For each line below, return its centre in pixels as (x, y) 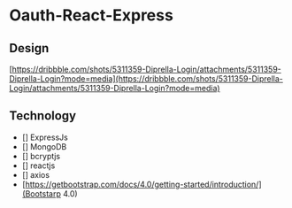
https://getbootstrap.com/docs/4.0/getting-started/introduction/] (144, 184)
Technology (43, 116)
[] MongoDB (44, 146)
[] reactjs (38, 166)
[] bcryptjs (41, 156)
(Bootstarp (42, 193)
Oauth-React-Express (92, 15)
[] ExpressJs (45, 137)
